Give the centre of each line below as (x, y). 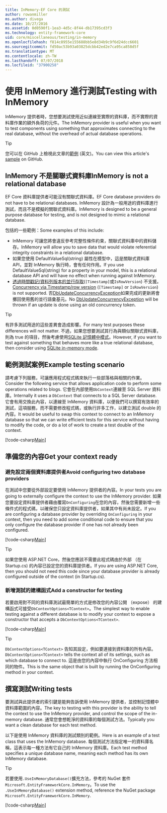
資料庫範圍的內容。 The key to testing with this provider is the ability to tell (81, 708)
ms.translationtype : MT (30, 51)
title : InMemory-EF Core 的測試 (38, 10)
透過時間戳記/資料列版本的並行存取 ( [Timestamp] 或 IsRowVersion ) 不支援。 (87, 281)
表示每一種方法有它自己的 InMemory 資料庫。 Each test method (83, 748)
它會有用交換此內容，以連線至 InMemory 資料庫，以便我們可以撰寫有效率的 (82, 402)
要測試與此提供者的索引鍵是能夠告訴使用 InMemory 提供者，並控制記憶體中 (82, 702)
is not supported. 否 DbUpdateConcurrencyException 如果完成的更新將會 (86, 293)
